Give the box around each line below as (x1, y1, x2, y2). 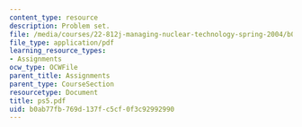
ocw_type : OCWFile (9, 63, 78, 72)
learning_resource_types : (9, 47, 106, 55)
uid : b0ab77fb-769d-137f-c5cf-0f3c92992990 (9, 105, 175, 114)
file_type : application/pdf (9, 38, 115, 47)
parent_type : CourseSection (9, 80, 115, 89)
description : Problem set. (9, 21, 111, 30)
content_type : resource (9, 13, 99, 22)
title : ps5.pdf (9, 96, 67, 106)
